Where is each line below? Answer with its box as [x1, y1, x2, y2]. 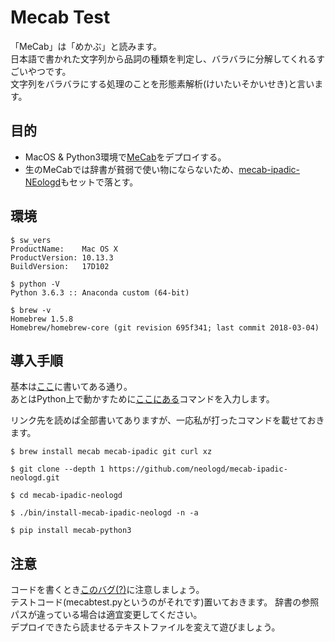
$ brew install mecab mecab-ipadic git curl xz [10, 447, 213, 457]
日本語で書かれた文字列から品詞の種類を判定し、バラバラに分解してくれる [10, 52, 317, 65]
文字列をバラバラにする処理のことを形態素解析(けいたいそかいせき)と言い [10, 77, 315, 90]
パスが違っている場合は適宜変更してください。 [10, 609, 203, 621]
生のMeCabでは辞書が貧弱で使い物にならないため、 [24, 163, 240, 175]
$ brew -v [10, 305, 52, 315]
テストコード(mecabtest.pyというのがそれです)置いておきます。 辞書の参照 [10, 596, 320, 608]
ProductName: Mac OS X [10, 244, 118, 254]
